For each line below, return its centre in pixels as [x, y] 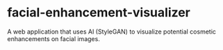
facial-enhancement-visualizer [99, 13]
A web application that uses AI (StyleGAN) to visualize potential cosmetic [112, 32]
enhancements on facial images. [54, 38]
